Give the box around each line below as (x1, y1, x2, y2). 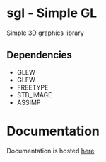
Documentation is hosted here (6, 146, 95, 155)
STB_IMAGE (16, 90, 52, 99)
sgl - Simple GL (6, 5, 98, 21)
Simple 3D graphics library (6, 28, 84, 37)
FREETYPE (16, 83, 49, 92)
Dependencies (6, 49, 72, 61)
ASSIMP (16, 98, 41, 107)
